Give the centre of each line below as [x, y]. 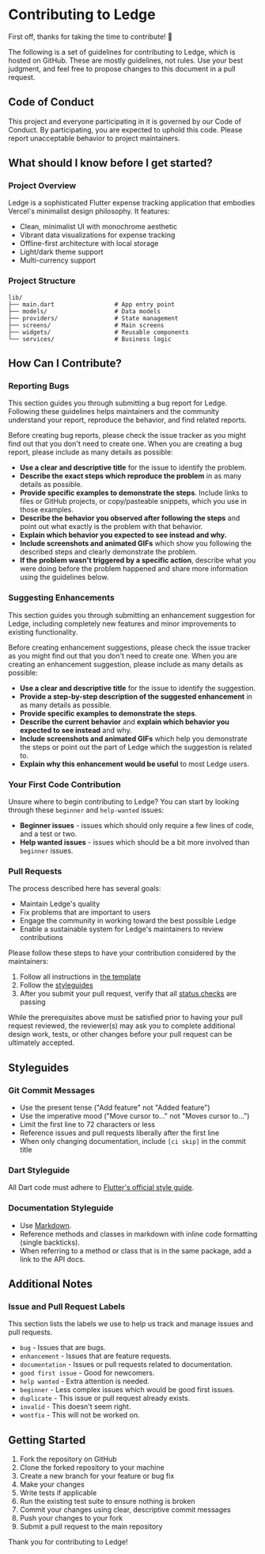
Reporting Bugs [39, 386]
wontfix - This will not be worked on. [79, 1415]
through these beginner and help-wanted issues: [86, 810]
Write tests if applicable [58, 1493]
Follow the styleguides [56, 985]
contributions [41, 938]
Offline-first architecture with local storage [89, 244]
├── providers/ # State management [93, 318]
